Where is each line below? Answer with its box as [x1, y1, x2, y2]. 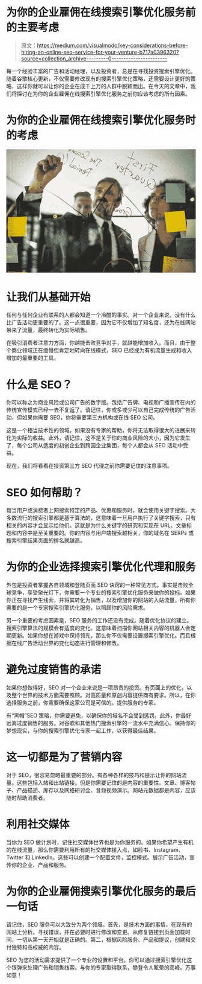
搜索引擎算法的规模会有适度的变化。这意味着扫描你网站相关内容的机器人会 [6, 624, 191, 631]
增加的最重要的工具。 [6, 354, 59, 362]
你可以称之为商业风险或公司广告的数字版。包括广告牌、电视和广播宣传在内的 [6, 399, 196, 406]
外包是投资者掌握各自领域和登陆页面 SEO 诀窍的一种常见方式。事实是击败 [6, 581, 188, 589]
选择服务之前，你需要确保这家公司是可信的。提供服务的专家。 [6, 699, 159, 706]
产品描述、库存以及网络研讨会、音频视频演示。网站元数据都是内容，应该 [16, 787, 196, 794]
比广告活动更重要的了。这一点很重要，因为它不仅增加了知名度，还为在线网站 [6, 319, 196, 326]
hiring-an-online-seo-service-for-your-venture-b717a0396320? [20, 48, 179, 56]
